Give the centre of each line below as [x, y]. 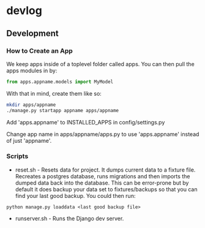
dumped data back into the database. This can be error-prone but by [102, 183]
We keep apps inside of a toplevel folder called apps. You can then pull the [100, 64]
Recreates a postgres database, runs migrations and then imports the [102, 176]
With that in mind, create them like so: [54, 93]
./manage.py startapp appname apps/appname [63, 110]
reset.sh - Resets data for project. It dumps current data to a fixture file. [105, 170]
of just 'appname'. [29, 140]
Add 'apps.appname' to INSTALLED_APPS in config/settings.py [86, 122]
